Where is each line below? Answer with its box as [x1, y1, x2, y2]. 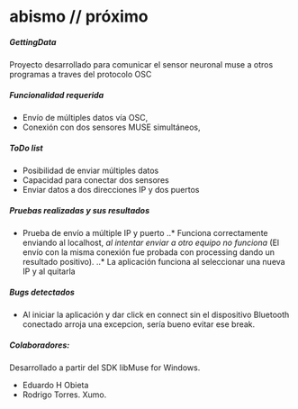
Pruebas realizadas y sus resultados [9, 204, 150, 215]
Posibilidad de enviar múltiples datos [22, 165, 159, 177]
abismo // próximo [9, 6, 149, 27]
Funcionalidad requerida [9, 89, 104, 100]
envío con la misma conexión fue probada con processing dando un [22, 247, 275, 258]
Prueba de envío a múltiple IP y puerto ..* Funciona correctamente [22, 228, 268, 239]
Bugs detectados [9, 286, 75, 297]
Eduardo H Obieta [22, 380, 89, 390]
